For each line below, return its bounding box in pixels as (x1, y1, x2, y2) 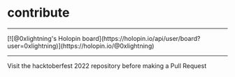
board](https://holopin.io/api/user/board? (82, 34, 201, 42)
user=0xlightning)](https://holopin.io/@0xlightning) (7, 42, 155, 50)
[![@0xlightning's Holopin (7, 34, 81, 42)
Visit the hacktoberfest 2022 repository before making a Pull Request (7, 61, 207, 70)
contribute (7, 5, 70, 21)
